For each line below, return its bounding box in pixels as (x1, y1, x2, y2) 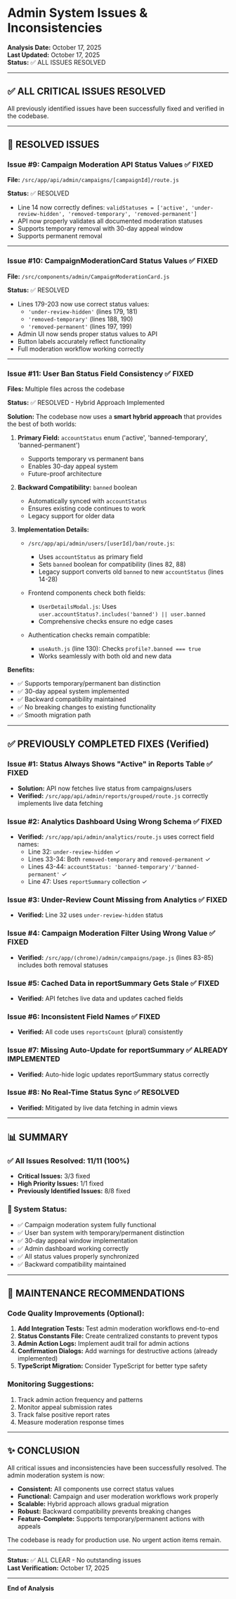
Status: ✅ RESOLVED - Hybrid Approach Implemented (7, 399, 165, 407)
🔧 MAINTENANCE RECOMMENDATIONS (7, 1287, 185, 1299)
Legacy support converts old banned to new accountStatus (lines (38, 567, 224, 576)
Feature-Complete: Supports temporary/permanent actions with (17, 1514, 205, 1523)
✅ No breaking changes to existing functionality (17, 703, 157, 712)
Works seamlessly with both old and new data (38, 652, 172, 660)
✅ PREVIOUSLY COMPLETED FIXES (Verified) (7, 738, 209, 750)
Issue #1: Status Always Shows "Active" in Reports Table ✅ (7, 759, 213, 769)
